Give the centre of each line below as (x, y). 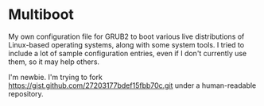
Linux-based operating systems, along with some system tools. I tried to (126, 44)
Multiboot (41, 15)
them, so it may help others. (54, 62)
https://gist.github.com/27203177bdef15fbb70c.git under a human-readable (132, 85)
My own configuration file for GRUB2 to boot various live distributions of (126, 36)
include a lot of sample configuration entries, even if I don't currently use (128, 53)
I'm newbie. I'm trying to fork (56, 77)
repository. (26, 93)
